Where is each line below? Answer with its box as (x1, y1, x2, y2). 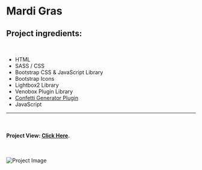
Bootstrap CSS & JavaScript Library (14, 69, 103, 76)
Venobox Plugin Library (14, 88, 73, 95)
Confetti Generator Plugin (14, 95, 79, 101)
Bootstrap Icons (14, 75, 55, 82)
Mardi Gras (6, 4, 63, 18)
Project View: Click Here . (6, 131, 70, 139)
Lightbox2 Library (14, 81, 59, 89)
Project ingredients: (6, 28, 82, 39)
